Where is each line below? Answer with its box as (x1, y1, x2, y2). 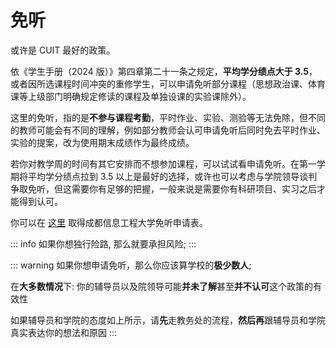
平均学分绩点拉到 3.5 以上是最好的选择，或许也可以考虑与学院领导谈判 (27, 170, 318, 182)
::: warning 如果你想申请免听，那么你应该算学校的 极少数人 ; (10, 259, 252, 271)
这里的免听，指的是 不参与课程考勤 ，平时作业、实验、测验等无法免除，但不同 (10, 111, 326, 123)
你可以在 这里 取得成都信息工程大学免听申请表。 (10, 216, 208, 228)
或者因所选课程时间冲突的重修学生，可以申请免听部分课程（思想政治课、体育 (10, 77, 326, 90)
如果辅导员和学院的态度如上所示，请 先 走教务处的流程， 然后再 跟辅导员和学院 (10, 314, 326, 326)
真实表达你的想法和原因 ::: (10, 326, 118, 338)
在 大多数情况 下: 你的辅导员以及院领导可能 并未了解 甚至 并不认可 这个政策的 (10, 280, 313, 292)
